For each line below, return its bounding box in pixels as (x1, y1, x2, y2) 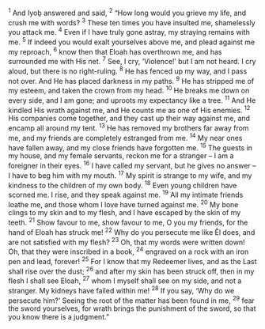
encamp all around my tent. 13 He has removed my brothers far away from (8, 122, 249, 133)
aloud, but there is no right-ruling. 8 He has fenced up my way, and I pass (8, 65, 248, 76)
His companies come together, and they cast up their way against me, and (8, 114, 251, 123)
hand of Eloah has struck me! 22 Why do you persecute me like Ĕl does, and (8, 226, 256, 236)
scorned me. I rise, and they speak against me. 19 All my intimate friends (8, 189, 244, 199)
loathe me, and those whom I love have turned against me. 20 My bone (8, 198, 239, 209)
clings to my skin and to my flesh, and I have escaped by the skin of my (8, 208, 241, 217)
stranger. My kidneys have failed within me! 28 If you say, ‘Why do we (8, 285, 235, 295)
